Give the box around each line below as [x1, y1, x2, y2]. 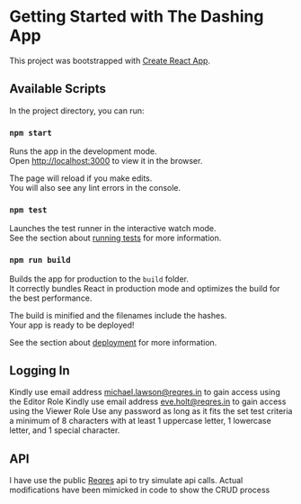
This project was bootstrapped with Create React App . [9, 55, 211, 66]
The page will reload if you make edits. [9, 173, 153, 184]
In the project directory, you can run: [9, 105, 145, 116]
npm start [9, 128, 52, 138]
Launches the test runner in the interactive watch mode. [9, 223, 217, 234]
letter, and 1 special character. [9, 425, 120, 436]
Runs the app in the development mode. [9, 146, 157, 157]
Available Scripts [9, 81, 106, 96]
